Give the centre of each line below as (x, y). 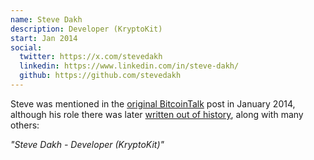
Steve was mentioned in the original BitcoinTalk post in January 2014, (153, 103)
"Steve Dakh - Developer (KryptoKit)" (87, 144)
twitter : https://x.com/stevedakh (91, 57)
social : (26, 47)
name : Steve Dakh (46, 19)
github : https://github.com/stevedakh (100, 76)
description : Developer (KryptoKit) (86, 29)
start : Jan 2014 (44, 38)
